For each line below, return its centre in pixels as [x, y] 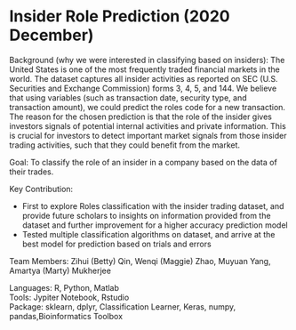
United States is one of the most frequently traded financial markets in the [144, 69]
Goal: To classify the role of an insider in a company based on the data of [143, 162]
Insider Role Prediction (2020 [120, 16]
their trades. [32, 172]
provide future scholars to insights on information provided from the [146, 215]
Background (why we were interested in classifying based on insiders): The [147, 60]
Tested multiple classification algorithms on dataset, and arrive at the [148, 234]
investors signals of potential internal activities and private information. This [148, 125]
